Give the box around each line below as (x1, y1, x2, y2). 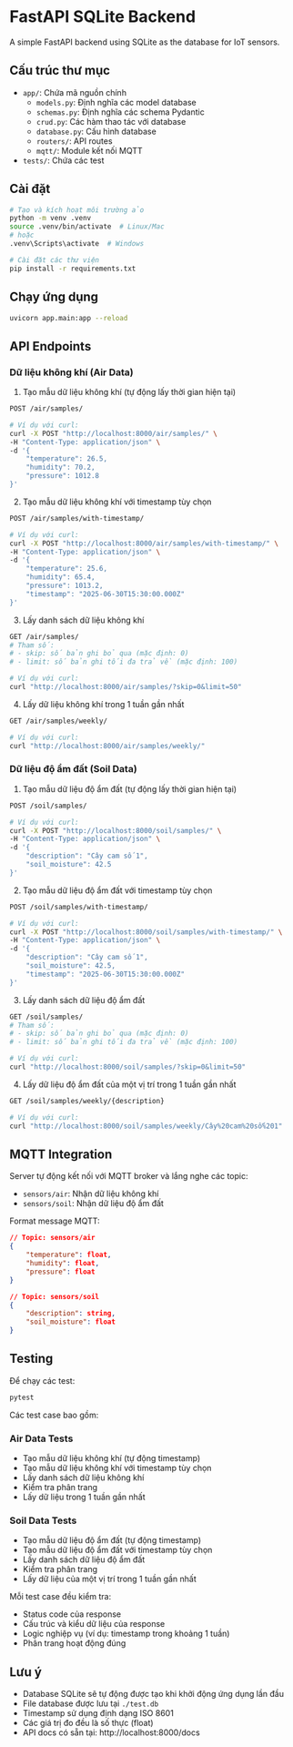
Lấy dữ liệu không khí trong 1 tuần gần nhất (22, 698, 185, 709)
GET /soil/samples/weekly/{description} (9, 1096, 166, 1105)
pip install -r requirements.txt (9, 264, 136, 273)
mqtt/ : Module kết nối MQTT (35, 145, 143, 156)
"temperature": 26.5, (25, 454, 107, 463)
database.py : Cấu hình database (35, 126, 157, 137)
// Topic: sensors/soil (9, 1292, 100, 1301)
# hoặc (9, 230, 35, 240)
